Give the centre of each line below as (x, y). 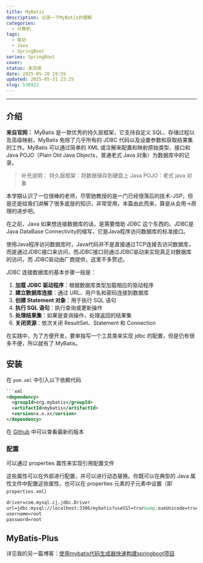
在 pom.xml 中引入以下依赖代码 (44, 380)
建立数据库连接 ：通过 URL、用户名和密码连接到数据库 (82, 292)
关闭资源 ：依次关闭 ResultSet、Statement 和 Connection (85, 323)
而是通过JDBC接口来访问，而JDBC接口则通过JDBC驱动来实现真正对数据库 (99, 252)
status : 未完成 (24, 68)
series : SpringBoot (31, 57)
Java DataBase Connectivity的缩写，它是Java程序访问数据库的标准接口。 (98, 231)
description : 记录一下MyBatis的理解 (49, 18)
